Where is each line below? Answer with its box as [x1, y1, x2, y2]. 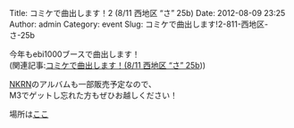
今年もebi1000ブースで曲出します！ [9, 49, 140, 60]
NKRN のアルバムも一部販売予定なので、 [9, 79, 156, 89]
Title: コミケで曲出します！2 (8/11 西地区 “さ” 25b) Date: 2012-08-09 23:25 [9, 8, 286, 18]
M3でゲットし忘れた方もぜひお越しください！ [9, 90, 179, 100]
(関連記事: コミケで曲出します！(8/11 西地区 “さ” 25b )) [9, 60, 206, 70]
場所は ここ [9, 109, 49, 119]
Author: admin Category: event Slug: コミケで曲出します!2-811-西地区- [9, 19, 269, 29]
